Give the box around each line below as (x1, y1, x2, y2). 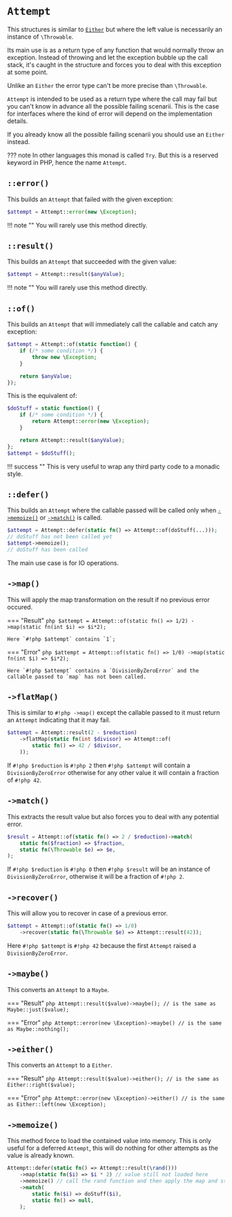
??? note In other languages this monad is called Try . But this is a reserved (7, 151, 219, 159)
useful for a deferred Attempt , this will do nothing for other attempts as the (7, 1144, 219, 1153)
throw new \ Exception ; (32, 354, 97, 360)
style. (7, 469, 23, 478)
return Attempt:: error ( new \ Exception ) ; (32, 418, 150, 425)
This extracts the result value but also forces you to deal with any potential (7, 812, 220, 821)
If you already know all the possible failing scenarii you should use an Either (7, 130, 225, 138)
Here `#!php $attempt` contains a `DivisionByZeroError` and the (7, 667, 199, 674)
